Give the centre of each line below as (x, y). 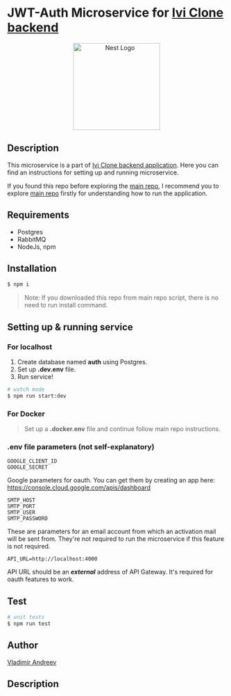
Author (23, 646)
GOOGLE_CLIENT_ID (32, 461)
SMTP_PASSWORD (28, 519)
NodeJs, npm (36, 246)
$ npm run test (29, 624)
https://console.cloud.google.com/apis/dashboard (79, 487)
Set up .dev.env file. (46, 369)
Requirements (38, 215)
